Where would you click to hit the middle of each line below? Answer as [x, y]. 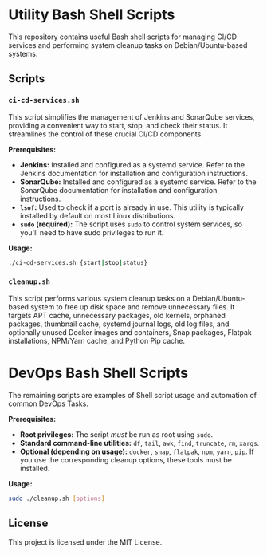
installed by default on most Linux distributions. [98, 215]
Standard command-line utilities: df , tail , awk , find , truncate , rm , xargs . [139, 443]
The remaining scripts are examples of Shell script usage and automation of [133, 395]
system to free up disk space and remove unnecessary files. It [133, 307]
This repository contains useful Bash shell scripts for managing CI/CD [123, 37]
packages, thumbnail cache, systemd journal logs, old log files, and [119, 324]
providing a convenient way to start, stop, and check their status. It [118, 125]
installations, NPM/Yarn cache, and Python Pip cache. [97, 340]
